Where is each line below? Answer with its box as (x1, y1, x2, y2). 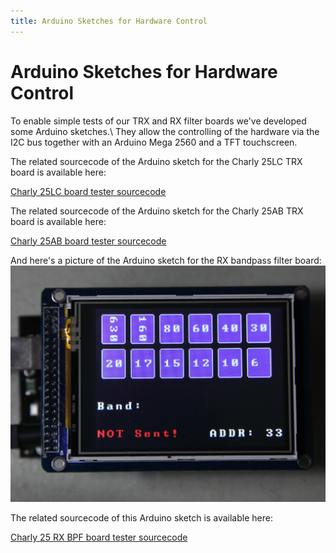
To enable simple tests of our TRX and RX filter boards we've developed (10, 115, 307, 127)
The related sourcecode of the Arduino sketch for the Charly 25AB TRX (10, 205, 304, 217)
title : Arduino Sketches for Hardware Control (10, 16, 208, 26)
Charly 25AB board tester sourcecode (10, 235, 167, 247)
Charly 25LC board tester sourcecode (10, 185, 167, 197)
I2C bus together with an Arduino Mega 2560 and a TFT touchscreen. (10, 136, 298, 148)
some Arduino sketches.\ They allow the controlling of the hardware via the (10, 125, 320, 137)
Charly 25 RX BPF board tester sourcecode (10, 531, 188, 543)
